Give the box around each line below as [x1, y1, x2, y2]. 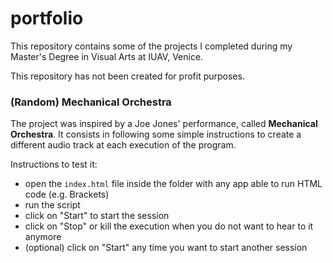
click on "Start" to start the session [24, 210, 170, 222]
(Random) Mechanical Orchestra [10, 95, 172, 109]
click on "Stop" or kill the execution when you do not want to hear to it [24, 220, 314, 232]
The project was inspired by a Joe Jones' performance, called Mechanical [10, 118, 318, 130]
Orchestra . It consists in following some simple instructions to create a [10, 128, 302, 141]
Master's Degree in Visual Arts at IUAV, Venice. [10, 50, 204, 62]
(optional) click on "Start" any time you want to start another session [24, 242, 308, 254]
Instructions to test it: [10, 158, 98, 171]
